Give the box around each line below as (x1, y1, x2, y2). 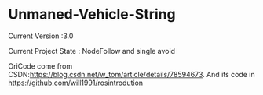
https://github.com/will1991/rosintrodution (8, 78, 144, 87)
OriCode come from (8, 61, 73, 71)
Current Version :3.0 (8, 31, 74, 40)
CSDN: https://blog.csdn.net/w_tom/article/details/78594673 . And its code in (8, 69, 255, 79)
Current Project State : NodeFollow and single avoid (8, 46, 175, 55)
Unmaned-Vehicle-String (8, 5, 176, 23)
